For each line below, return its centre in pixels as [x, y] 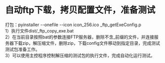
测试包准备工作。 [22, 49]
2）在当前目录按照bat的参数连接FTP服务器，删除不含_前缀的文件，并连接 [80, 37]
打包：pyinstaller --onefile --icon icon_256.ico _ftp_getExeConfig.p [73, 25]
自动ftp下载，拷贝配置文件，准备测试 [80, 10]
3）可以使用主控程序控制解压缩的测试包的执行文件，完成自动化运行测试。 [80, 55]
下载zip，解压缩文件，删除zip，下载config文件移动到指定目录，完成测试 [87, 43]
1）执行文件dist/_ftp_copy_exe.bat [40, 31]
